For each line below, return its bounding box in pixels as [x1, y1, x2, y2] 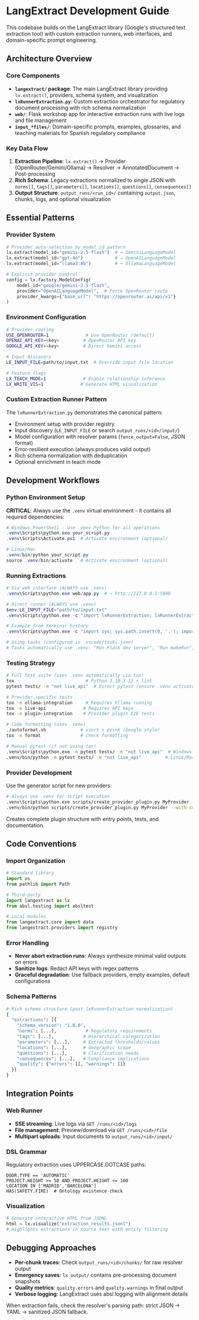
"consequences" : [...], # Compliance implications [17, 1055, 150, 1062]
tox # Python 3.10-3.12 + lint [6, 678, 152, 684]
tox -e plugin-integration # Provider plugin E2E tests [6, 711, 155, 717]
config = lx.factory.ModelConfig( [6, 276, 92, 283]
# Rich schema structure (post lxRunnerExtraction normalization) [6, 1006, 174, 1012]
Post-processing [14, 170, 56, 177]
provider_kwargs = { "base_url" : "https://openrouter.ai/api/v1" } [17, 293, 176, 300]
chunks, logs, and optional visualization [14, 195, 111, 203]
